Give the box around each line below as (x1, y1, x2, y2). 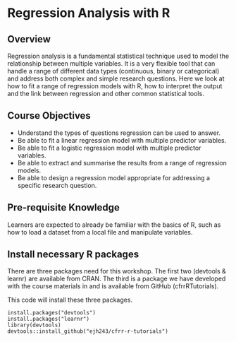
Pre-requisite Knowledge (7, 201, 120, 213)
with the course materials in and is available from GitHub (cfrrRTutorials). (7, 282, 219, 290)
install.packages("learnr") (7, 316, 90, 323)
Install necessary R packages (7, 249, 139, 261)
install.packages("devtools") (7, 309, 97, 317)
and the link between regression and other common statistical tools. (7, 90, 204, 98)
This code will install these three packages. (7, 295, 132, 305)
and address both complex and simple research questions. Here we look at (7, 74, 225, 83)
